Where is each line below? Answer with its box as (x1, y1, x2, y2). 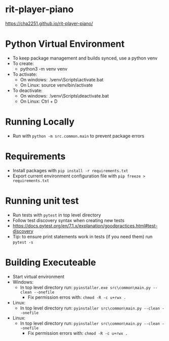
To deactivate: (12, 87, 43, 94)
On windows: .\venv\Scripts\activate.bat (20, 76, 104, 82)
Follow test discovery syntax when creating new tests (12, 217, 125, 223)
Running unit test (5, 195, 79, 206)
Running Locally (5, 116, 75, 128)
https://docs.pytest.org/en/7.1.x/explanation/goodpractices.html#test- (12, 223, 158, 229)
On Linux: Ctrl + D (20, 98, 58, 104)
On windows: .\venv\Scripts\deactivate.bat (20, 92, 109, 99)
